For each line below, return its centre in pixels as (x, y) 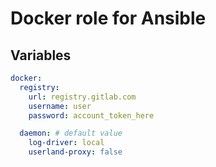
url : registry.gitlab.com (82, 97)
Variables (41, 55)
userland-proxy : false (75, 152)
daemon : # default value (71, 133)
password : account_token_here (91, 115)
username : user (60, 106)
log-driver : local (66, 143)
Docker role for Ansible (108, 18)
